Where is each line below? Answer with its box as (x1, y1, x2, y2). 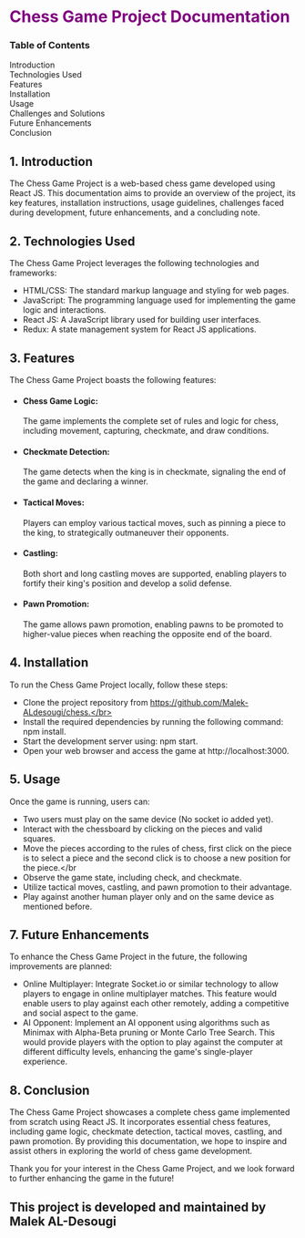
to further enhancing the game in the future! (9, 1173, 175, 1184)
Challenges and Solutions (9, 108, 106, 119)
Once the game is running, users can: (9, 796, 150, 807)
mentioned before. (22, 901, 93, 912)
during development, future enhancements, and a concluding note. (9, 207, 261, 218)
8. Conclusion (9, 1082, 90, 1098)
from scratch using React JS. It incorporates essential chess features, (9, 1117, 271, 1128)
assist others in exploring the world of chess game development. (9, 1146, 253, 1157)
